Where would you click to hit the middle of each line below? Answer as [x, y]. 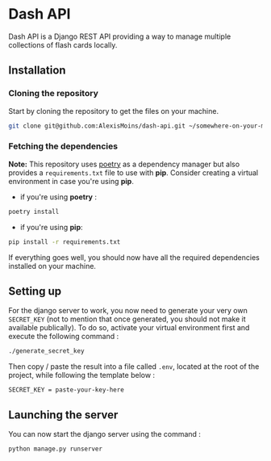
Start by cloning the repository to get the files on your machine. [114, 111]
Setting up [35, 291]
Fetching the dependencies [63, 146]
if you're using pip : [51, 227]
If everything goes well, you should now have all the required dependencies [134, 257]
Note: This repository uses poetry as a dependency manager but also [124, 164]
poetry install [34, 212]
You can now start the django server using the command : [105, 434]
